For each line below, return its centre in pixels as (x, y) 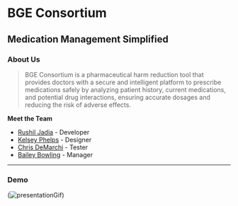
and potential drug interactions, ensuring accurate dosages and (117, 97)
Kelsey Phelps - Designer (55, 139)
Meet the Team (30, 118)
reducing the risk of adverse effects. (78, 105)
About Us (24, 59)
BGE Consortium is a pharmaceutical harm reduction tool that (114, 74)
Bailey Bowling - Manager (55, 154)
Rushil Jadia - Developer (53, 132)
